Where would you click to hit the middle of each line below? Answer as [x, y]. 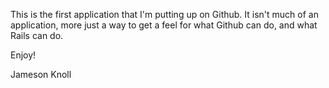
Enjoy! [23, 55]
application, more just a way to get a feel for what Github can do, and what [164, 25]
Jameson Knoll [41, 74]
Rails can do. [37, 35]
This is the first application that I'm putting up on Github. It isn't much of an [164, 14]
